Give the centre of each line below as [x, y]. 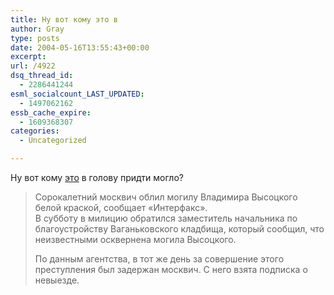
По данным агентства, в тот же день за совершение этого [159, 259]
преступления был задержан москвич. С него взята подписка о [171, 269]
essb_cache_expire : [51, 112]
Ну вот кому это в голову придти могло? [97, 177]
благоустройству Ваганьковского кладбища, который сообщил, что [179, 229]
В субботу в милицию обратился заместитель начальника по [166, 218]
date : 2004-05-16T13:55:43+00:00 [80, 47]
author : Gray [37, 29]
